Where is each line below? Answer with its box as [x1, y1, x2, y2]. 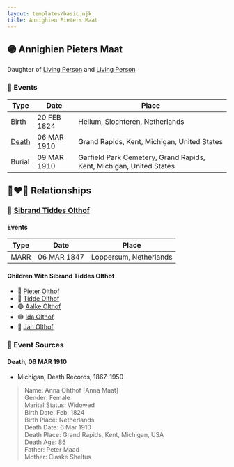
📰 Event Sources [7, 340, 64, 350]
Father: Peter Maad [24, 445, 80, 454]
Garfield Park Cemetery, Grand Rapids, [78, 152, 205, 162]
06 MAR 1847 [38, 252, 85, 262]
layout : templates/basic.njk [7, 10, 92, 17]
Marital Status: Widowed [24, 401, 95, 409]
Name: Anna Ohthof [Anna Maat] [24, 386, 119, 395]
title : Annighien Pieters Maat [7, 17, 98, 24]
